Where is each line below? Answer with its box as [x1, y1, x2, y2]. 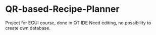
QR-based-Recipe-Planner [5, 3, 120, 15]
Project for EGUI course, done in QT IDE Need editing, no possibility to [5, 20, 151, 26]
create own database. [5, 25, 50, 31]
